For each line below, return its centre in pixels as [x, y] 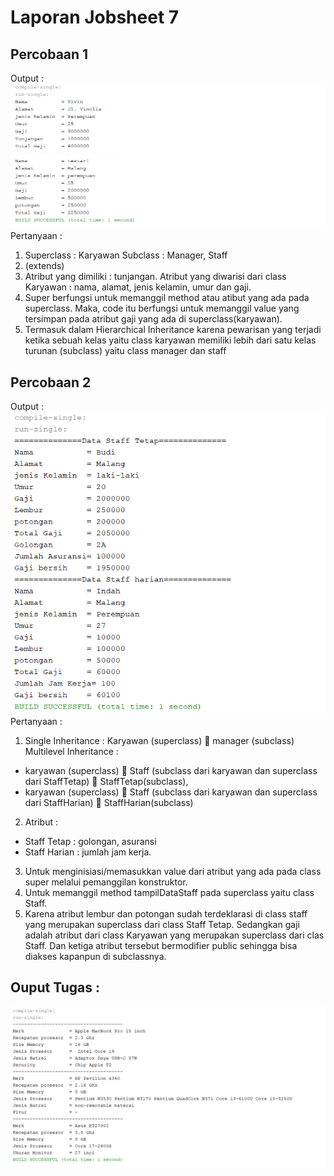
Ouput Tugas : [55, 987]
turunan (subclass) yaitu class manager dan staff [125, 351]
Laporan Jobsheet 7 [95, 17]
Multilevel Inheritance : [71, 752]
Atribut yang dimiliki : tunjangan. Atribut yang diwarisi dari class [155, 277]
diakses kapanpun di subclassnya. [95, 957]
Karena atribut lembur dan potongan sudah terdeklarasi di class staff [166, 914]
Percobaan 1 [49, 54]
